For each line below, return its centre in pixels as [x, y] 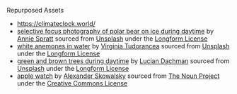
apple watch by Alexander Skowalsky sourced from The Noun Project [118, 76]
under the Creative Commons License [72, 83]
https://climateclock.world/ [56, 23]
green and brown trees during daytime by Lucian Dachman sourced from [123, 61]
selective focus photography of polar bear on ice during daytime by [115, 31]
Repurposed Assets [35, 10]
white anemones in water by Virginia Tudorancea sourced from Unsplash [123, 46]
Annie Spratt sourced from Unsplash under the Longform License [112, 39]
